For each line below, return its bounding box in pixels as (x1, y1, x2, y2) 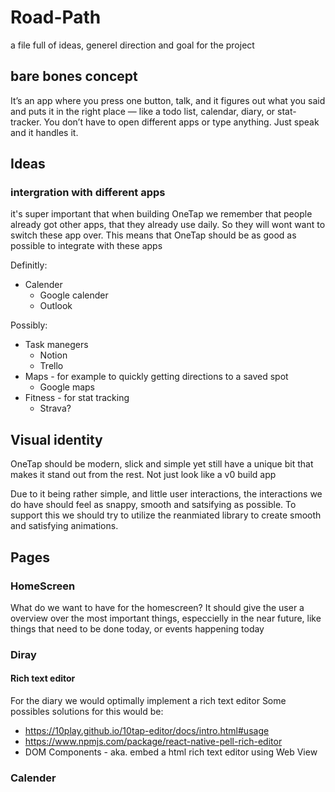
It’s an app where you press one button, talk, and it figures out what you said (10, 94, 326, 106)
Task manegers (24, 339, 89, 351)
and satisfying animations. (10, 520, 119, 532)
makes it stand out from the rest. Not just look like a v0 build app (10, 469, 277, 481)
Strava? (39, 402, 72, 415)
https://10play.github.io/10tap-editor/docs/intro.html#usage (24, 725, 270, 737)
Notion (39, 349, 68, 361)
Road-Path (10, 6, 102, 29)
